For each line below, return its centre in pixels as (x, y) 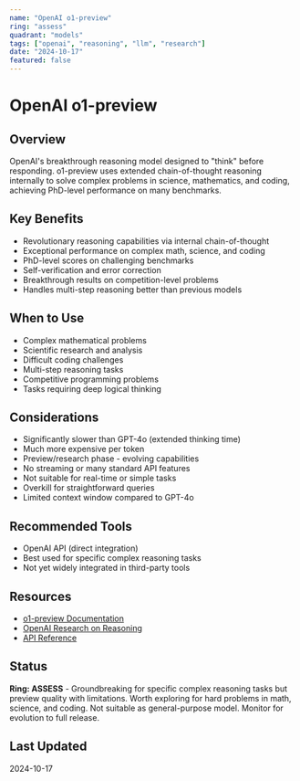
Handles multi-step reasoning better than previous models (132, 290)
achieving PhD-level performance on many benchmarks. (115, 190)
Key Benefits (47, 219)
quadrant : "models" (47, 35)
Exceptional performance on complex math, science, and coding (144, 250)
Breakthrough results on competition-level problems (120, 280)
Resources (41, 596)
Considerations (54, 418)
